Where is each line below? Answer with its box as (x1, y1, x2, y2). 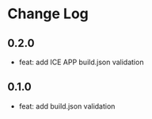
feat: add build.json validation (18, 101, 116, 111)
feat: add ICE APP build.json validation (18, 57, 144, 67)
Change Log (7, 5, 89, 23)
